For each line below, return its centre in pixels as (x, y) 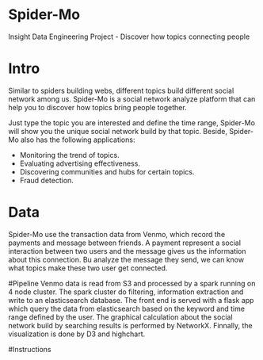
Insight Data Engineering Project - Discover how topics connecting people (129, 36)
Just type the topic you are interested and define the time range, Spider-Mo (132, 123)
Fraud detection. (46, 180)
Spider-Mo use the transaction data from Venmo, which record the (117, 234)
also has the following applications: (78, 140)
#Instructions (30, 349)
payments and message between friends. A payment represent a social (125, 243)
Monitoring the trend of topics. (70, 155)
